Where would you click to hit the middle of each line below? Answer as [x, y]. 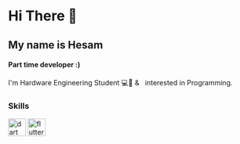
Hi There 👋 [43, 16]
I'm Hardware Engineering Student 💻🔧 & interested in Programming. [120, 82]
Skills [19, 106]
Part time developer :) [44, 65]
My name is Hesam [56, 45]
